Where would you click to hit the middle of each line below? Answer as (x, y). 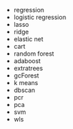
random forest (34, 54)
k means (26, 83)
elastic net (28, 39)
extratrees (28, 68)
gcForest (26, 75)
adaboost (27, 61)
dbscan (24, 90)
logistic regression (40, 17)
